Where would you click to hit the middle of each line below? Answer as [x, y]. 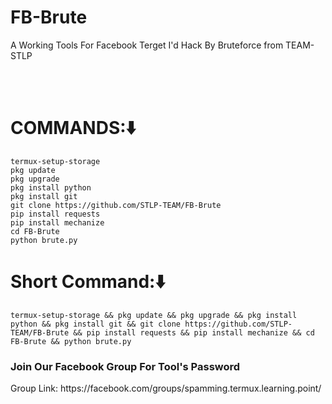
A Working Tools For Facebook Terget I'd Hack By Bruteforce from [147, 45]
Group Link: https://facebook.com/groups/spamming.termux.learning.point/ [166, 388]
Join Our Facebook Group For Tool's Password [125, 366]
